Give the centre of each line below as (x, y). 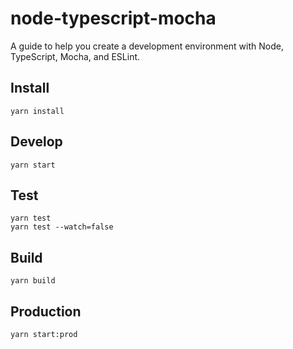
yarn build (33, 281)
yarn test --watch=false (62, 227)
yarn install (37, 111)
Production (46, 311)
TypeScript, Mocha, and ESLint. (75, 56)
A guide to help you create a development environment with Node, (147, 46)
